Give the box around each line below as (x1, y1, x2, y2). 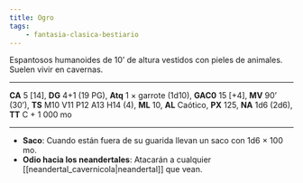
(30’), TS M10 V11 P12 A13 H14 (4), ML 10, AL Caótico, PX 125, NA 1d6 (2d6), (9, 100, 293, 111)
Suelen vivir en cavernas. (9, 64, 104, 75)
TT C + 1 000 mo (9, 109, 72, 120)
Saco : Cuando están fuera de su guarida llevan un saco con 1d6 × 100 (22, 135, 284, 146)
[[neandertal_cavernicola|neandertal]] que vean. (22, 164, 203, 175)
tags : (9, 22, 30, 31)
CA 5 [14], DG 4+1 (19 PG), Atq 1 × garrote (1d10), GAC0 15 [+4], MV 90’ (9, 90, 278, 101)
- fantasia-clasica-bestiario (25, 30, 140, 39)
